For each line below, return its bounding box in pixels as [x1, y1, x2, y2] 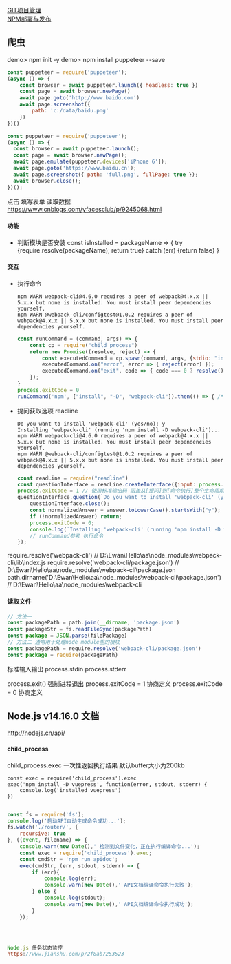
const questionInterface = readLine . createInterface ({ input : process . [16, 481, 224, 488]
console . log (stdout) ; [43, 894, 107, 902]
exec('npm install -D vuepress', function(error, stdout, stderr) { [7, 780, 208, 788]
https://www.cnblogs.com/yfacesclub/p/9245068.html [7, 205, 162, 213]
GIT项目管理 [7, 6, 42, 14]
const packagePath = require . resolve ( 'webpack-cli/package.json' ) [7, 645, 201, 652]
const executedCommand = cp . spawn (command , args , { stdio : [42, 355, 212, 362]
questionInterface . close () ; [30, 500, 110, 507]
